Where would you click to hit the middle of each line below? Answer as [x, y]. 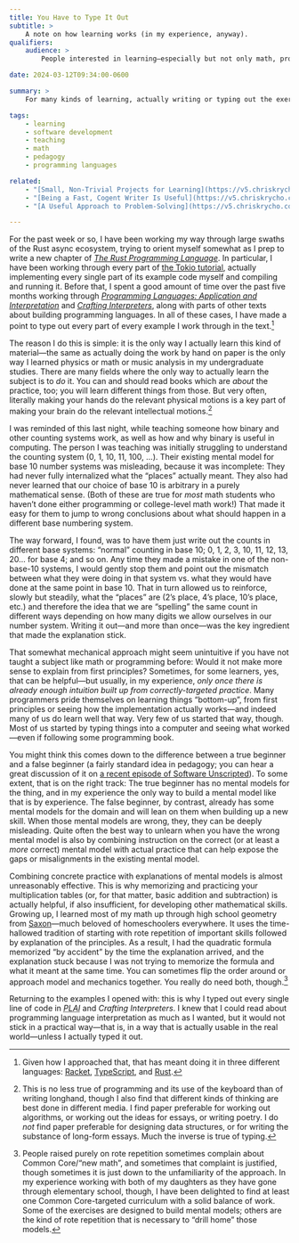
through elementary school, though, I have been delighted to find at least [156, 1191]
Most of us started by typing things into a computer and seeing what [135, 728]
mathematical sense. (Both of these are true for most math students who [142, 495]
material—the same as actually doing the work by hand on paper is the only [148, 352]
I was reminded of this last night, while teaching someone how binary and [144, 428]
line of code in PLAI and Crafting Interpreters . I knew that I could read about [148, 1009]
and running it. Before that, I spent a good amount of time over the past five [148, 287]
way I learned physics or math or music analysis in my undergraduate [137, 362]
